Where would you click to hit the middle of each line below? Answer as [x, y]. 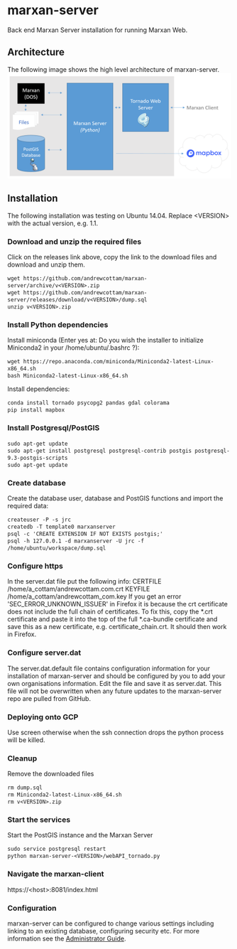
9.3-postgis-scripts [38, 458]
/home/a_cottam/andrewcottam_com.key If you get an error [94, 596]
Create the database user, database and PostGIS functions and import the [115, 498]
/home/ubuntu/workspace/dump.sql [57, 548]
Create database [37, 483]
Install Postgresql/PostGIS [54, 428]
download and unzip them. [46, 264]
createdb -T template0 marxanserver [61, 527]
